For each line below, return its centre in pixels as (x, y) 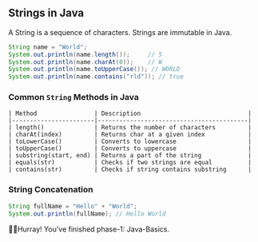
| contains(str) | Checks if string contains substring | (130, 170)
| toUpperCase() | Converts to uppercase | (130, 149)
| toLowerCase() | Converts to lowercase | (130, 142)
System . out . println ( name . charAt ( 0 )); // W (85, 62)
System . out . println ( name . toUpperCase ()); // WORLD (94, 69)
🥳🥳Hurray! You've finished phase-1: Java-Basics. (89, 229)
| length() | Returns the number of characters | (130, 128)
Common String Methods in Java (74, 97)
